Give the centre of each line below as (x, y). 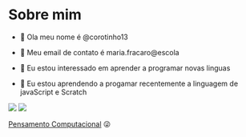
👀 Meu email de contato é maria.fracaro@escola (99, 52)
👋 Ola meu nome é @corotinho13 (74, 37)
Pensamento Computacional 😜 (60, 124)
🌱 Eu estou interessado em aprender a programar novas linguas (125, 68)
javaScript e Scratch (53, 92)
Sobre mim (45, 15)
